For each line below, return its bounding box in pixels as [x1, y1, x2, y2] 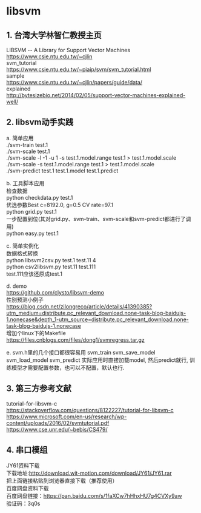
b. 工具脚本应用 [6, 179, 45, 186]
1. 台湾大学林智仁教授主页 [6, 30, 102, 40]
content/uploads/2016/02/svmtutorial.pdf [6, 419, 110, 426]
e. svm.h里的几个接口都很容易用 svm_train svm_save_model [6, 348, 156, 356]
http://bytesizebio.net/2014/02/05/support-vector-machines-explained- [6, 92, 186, 98]
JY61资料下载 [6, 462, 40, 469]
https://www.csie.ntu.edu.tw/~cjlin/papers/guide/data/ [6, 79, 143, 86]
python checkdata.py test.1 [6, 194, 73, 201]
